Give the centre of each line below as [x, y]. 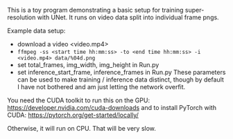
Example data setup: [36, 31]
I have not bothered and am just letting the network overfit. [101, 87]
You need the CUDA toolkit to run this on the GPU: [79, 100]
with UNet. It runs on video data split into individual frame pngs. [128, 17]
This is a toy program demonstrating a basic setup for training [95, 10]
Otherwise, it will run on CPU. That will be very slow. [81, 128]
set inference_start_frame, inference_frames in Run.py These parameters [121, 72]
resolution [21, 17]
